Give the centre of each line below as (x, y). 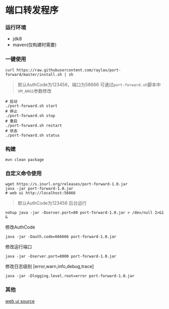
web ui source (20, 301)
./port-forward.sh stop (30, 115)
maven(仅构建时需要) (34, 45)
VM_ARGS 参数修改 (34, 91)
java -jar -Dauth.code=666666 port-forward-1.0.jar (61, 237)
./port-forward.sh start (31, 106)
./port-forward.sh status (32, 135)
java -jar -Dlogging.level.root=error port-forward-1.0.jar (70, 276)
